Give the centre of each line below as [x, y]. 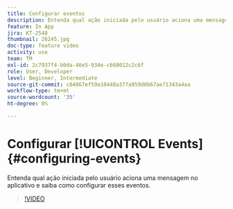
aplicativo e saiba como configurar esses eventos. [79, 185]
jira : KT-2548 [28, 33]
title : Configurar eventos [46, 13]
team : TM [20, 59]
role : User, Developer [40, 71]
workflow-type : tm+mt [38, 91]
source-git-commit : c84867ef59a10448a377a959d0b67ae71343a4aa [99, 84]
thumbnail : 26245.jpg [38, 39]
